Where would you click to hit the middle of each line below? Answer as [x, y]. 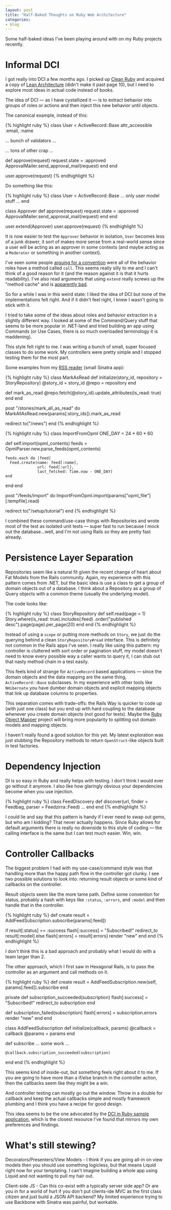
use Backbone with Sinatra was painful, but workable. [62, 1202]
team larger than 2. [25, 957]
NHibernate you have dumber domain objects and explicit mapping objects [83, 688]
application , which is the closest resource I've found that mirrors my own [82, 1119]
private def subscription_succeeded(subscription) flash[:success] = [77, 997]
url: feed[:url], [56, 467]
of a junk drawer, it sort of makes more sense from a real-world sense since [85, 242]
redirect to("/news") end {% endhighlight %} [52, 423]
